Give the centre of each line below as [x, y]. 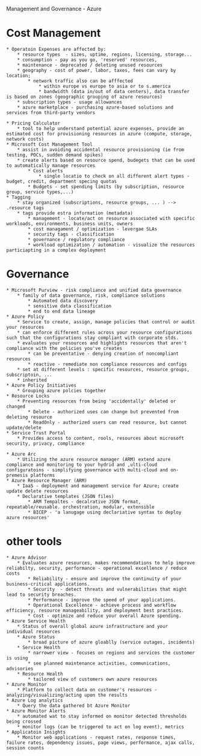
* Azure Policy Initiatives [42, 385]
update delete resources [37, 491]
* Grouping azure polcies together [62, 390]
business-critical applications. [48, 584]
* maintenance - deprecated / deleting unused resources [90, 65]
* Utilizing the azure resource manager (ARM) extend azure [94, 459]
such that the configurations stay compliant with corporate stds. [93, 338]
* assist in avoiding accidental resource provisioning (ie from [101, 150]
